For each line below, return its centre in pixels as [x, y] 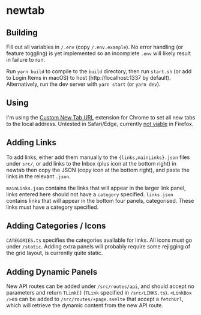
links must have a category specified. [52, 207]
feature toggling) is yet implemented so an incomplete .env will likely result [98, 53]
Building [22, 33]
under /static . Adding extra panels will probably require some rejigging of [98, 247]
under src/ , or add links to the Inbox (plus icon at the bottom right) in [91, 163]
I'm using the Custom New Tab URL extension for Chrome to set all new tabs [101, 117]
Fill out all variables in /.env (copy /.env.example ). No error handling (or [95, 47]
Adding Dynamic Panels [52, 271]
